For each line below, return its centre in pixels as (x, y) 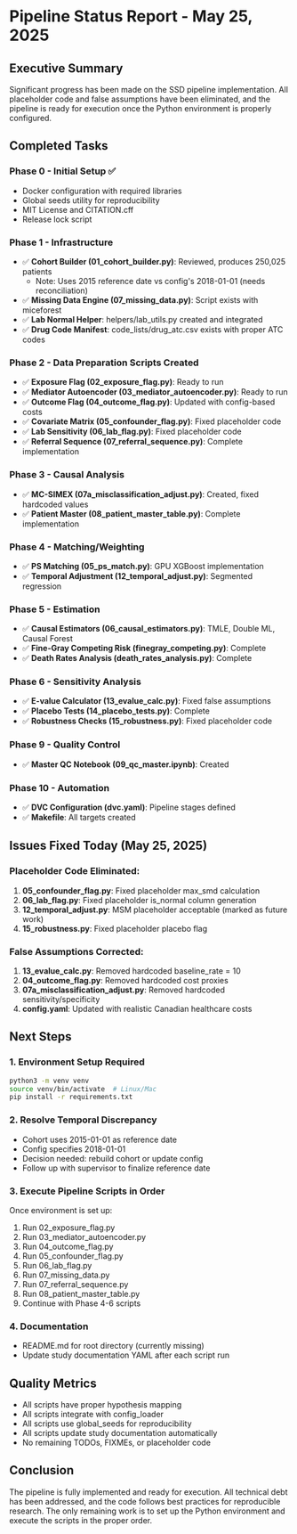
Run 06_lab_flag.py (57, 1265)
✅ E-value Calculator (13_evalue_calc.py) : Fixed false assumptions (146, 701)
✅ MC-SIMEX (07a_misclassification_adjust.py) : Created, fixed (140, 494)
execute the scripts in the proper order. (81, 1520)
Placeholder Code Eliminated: (75, 871)
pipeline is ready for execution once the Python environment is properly (140, 108)
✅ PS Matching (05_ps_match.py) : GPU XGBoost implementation (143, 566)
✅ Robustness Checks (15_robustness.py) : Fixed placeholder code (147, 721)
